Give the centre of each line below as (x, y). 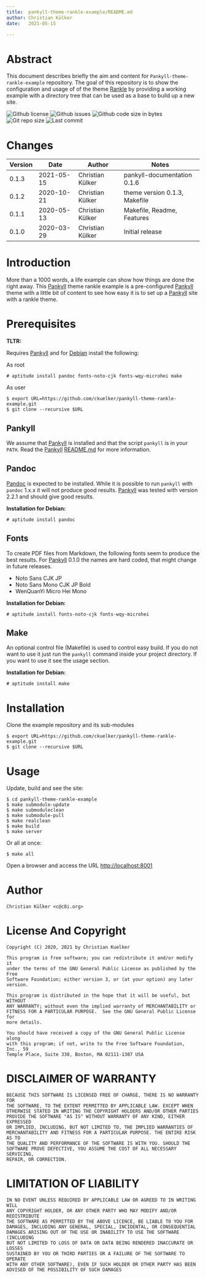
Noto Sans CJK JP (39, 578)
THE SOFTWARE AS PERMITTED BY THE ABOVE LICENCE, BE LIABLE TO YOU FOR (100, 1222)
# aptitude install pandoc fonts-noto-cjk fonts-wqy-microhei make (94, 376)
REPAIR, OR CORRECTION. (37, 1160)
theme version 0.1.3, (154, 192)
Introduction (39, 263)
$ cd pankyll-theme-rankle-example (52, 800)
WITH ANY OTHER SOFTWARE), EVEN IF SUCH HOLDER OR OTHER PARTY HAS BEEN (101, 1265)
